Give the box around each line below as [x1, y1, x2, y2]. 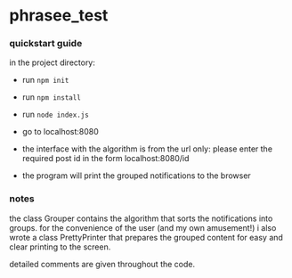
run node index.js [21, 109, 89, 120]
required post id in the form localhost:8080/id [21, 153, 190, 164]
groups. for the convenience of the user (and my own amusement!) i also [9, 222, 277, 233]
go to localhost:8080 [21, 127, 100, 137]
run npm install [21, 92, 82, 102]
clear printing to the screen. [9, 241, 111, 252]
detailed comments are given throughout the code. [9, 258, 196, 269]
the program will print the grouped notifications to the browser [21, 170, 251, 181]
